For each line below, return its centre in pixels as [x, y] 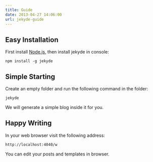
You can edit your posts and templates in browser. [57, 154]
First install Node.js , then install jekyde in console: [57, 52]
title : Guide [19, 10]
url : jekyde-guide [24, 19]
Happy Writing [29, 123]
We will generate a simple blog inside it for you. [55, 107]
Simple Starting [30, 76]
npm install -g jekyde [29, 61]
